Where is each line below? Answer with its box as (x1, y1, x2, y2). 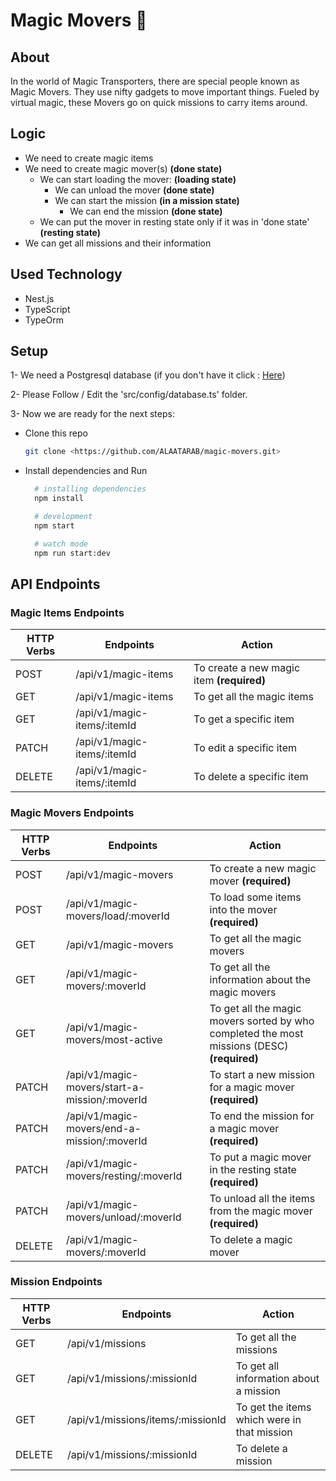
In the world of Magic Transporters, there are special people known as (10, 75, 300, 87)
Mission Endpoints (10, 1275, 103, 1289)
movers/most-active (66, 1032, 163, 1046)
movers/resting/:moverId (66, 1169, 183, 1183)
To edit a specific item (193, 741, 297, 755)
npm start (34, 520, 75, 531)
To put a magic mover (209, 1150, 312, 1164)
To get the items (235, 1400, 312, 1414)
